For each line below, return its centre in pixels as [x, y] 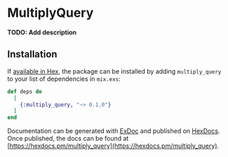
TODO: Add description [42, 32]
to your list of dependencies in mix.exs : [64, 78]
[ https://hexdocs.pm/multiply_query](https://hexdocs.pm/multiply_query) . [113, 146]
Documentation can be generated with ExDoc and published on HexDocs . [114, 131]
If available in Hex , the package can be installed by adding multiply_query [114, 71]
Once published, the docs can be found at [68, 139]
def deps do [25, 91]
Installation [32, 54]
